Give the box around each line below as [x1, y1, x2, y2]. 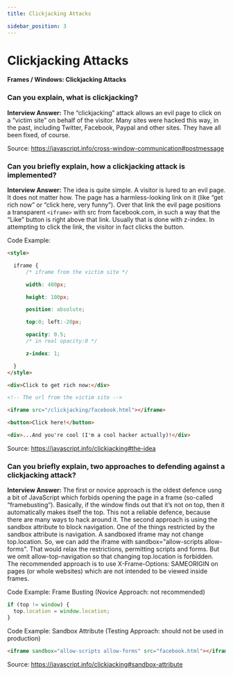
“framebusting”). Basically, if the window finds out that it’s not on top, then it [7, 501, 225, 509]
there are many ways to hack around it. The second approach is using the [7, 515, 218, 524]
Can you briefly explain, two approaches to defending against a [7, 461, 225, 471]
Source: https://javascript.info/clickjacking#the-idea [7, 444, 156, 452]
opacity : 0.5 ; [25, 331, 67, 339]
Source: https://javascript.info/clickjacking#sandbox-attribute [7, 660, 183, 668]
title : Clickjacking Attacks [7, 10, 92, 17]
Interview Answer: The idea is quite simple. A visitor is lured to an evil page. [7, 186, 226, 194]
